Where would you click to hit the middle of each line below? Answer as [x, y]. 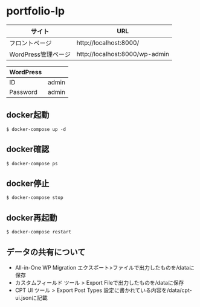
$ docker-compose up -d [36, 129]
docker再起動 [32, 217]
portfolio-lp [36, 11]
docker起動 [28, 115]
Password [24, 92]
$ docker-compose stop [35, 198]
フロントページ [31, 43]
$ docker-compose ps [32, 163]
